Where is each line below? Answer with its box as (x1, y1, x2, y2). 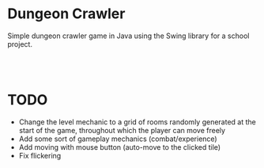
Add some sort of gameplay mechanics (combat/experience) (18, 134, 218, 143)
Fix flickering (18, 151, 62, 160)
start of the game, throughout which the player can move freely (18, 125, 226, 135)
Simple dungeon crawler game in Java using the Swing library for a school (7, 31, 250, 40)
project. (7, 39, 33, 48)
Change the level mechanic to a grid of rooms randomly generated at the (18, 116, 256, 127)
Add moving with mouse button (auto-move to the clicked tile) (18, 142, 221, 151)
